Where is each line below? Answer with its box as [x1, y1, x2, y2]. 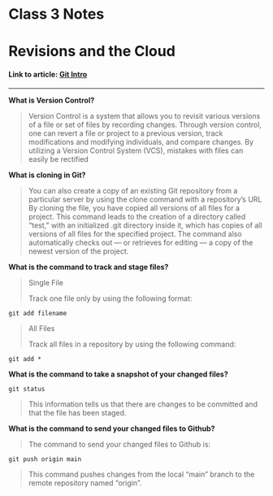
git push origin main [8, 455, 82, 463]
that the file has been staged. [28, 407, 127, 417]
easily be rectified [28, 154, 89, 163]
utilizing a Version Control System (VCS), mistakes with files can [28, 146, 244, 155]
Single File [28, 277, 63, 287]
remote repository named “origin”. [28, 477, 142, 488]
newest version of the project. [28, 246, 129, 256]
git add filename [8, 309, 67, 317]
